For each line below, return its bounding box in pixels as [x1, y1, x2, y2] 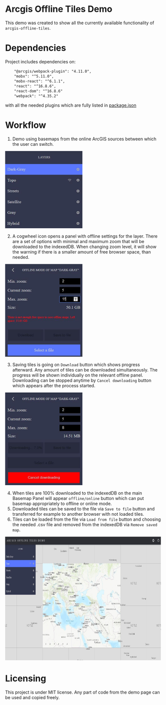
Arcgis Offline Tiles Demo [5, 3, 113, 15]
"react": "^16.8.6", [14, 83, 56, 88]
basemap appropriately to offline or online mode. [12, 500, 112, 506]
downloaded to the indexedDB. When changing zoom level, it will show [12, 244, 157, 249]
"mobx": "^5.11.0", [14, 74, 54, 79]
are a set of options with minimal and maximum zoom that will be [12, 238, 145, 244]
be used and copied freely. [5, 694, 60, 700]
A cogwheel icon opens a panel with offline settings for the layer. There [12, 233, 158, 239]
